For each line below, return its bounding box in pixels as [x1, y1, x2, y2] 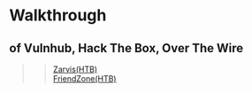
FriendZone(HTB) [52, 73, 117, 84]
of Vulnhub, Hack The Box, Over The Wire [9, 41, 244, 56]
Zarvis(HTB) [52, 64, 98, 74]
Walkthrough [9, 5, 107, 26]
